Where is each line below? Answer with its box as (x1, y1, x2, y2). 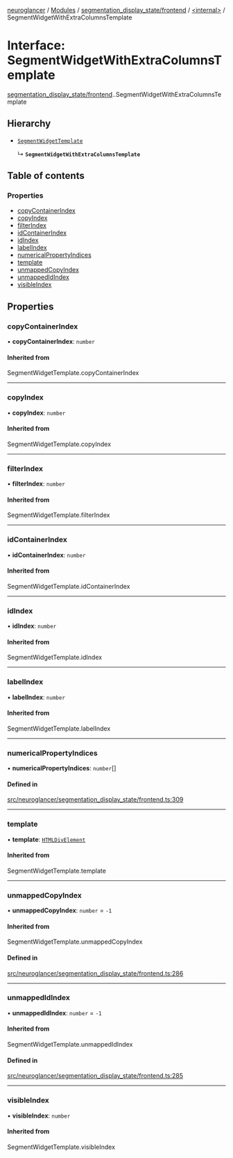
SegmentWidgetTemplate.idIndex (7, 653, 103, 662)
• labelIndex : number (7, 692, 66, 701)
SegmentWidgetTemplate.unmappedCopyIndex (7, 937, 143, 946)
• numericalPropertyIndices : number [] (7, 764, 116, 772)
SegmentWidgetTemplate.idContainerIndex (7, 582, 130, 590)
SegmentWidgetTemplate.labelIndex (7, 724, 111, 733)
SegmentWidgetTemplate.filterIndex (7, 511, 110, 519)
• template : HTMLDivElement (7, 835, 86, 843)
